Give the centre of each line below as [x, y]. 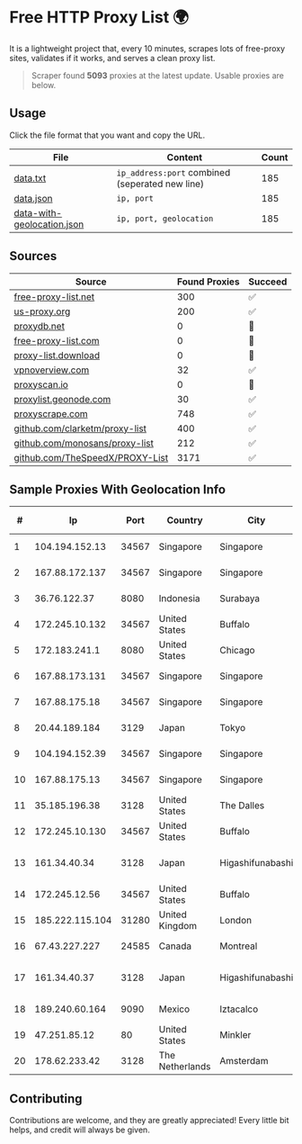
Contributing [46, 1099]
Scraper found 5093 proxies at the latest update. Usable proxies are [158, 75]
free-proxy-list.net [54, 296]
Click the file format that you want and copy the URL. [107, 135]
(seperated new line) [160, 184]
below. [44, 85]
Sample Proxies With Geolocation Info [118, 489]
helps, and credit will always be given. [80, 1130]
